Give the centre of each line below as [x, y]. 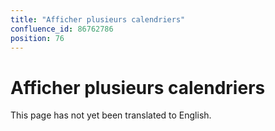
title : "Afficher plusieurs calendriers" [98, 19]
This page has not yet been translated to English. [111, 115]
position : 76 [37, 38]
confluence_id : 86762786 [62, 29]
